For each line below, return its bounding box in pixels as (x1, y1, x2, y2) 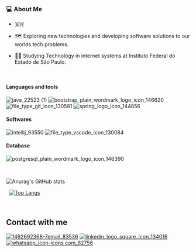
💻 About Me (6, 5, 43, 13)
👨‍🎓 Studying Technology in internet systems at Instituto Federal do (14, 52, 176, 60)
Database (6, 142, 30, 149)
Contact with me (6, 218, 68, 227)
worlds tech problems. (14, 41, 69, 48)
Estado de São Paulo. (14, 58, 66, 65)
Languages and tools (6, 83, 59, 90)
